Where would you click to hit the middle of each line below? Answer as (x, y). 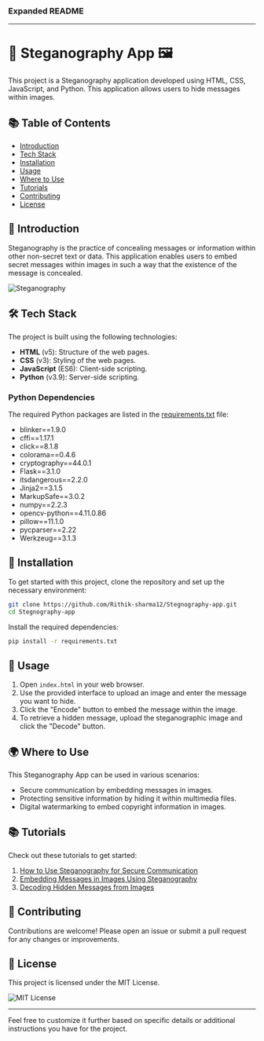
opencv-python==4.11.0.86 (63, 513)
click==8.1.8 (39, 446)
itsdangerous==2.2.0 (53, 479)
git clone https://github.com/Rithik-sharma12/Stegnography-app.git (123, 604)
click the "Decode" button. (62, 726)
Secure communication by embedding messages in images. (116, 790)
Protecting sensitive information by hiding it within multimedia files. (128, 798)
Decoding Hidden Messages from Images (87, 887)
